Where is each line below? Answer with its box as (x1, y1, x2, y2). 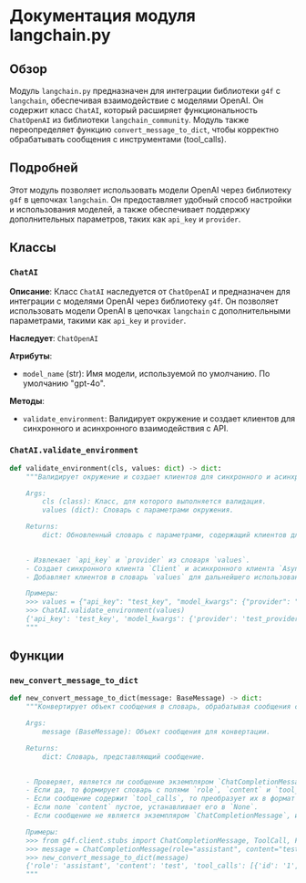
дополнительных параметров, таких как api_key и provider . (9, 213, 241, 224)
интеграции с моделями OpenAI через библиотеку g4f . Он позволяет (9, 296, 280, 306)
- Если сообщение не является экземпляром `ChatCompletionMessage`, (25, 811, 291, 821)
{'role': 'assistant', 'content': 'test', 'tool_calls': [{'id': (25, 861, 280, 871)
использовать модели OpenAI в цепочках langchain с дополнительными (9, 305, 291, 316)
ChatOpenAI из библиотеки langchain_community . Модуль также (9, 115, 250, 125)
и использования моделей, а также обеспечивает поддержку (9, 203, 250, 214)
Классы (9, 240, 56, 255)
